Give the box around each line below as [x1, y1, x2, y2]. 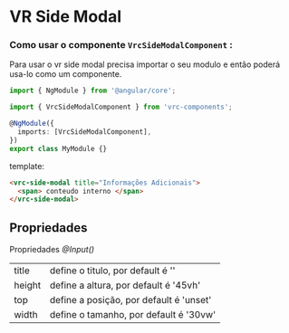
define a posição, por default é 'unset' [49, 294, 212, 307]
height [14, 279, 42, 291]
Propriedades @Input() [9, 244, 95, 255]
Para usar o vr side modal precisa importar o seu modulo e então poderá [9, 59, 281, 70]
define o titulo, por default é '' [49, 264, 176, 277]
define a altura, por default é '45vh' [49, 279, 201, 291]
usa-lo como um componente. [9, 69, 122, 80]
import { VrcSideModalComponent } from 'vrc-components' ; [9, 102, 233, 112]
